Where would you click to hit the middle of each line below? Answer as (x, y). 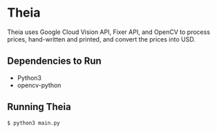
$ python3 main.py (34, 123)
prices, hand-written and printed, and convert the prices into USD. (101, 39)
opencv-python (39, 85)
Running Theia (39, 107)
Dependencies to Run (54, 61)
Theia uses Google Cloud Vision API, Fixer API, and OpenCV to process (109, 32)
